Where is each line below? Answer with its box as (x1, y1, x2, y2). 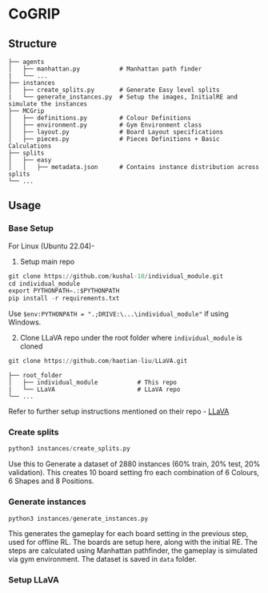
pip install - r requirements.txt (8, 294, 120, 303)
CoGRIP (8, 5, 61, 23)
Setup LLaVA (8, 575, 60, 586)
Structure (8, 37, 58, 50)
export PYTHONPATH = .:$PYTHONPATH (8, 287, 120, 295)
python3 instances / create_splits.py (8, 445, 130, 453)
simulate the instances (8, 100, 88, 108)
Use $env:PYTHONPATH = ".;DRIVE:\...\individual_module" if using (8, 309, 230, 319)
